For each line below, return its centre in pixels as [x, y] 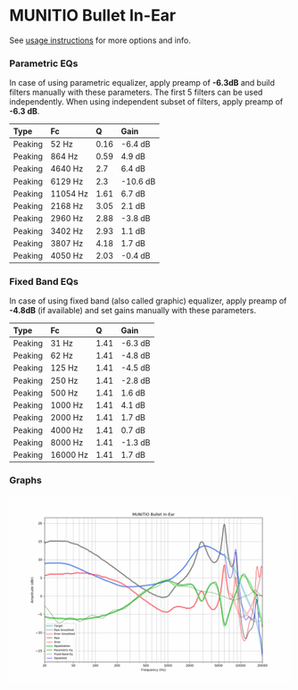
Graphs [25, 480]
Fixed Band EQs [44, 281]
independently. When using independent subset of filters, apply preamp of [146, 102]
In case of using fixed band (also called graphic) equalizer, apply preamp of [148, 301]
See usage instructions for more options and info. [100, 40]
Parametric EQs [44, 63]
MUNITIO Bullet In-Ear [93, 16]
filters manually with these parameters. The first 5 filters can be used [136, 92]
